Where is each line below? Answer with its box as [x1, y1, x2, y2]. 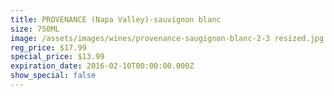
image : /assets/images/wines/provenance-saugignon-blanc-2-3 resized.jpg [10, 33, 325, 43]
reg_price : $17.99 [10, 42, 87, 53]
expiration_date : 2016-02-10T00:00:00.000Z [10, 61, 195, 71]
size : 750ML [10, 24, 60, 34]
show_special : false [10, 71, 97, 81]
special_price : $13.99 [10, 52, 105, 62]
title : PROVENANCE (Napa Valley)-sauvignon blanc [10, 14, 222, 25]
